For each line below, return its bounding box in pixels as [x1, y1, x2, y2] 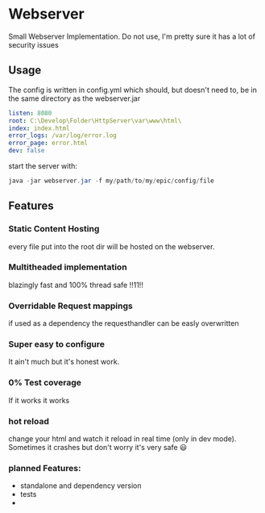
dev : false [8, 147, 45, 155]
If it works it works [8, 395, 70, 405]
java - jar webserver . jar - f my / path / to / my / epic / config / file [8, 177, 215, 185]
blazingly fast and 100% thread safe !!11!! [8, 280, 143, 290]
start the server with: [8, 161, 78, 170]
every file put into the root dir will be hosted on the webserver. [8, 241, 215, 251]
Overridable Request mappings [8, 300, 133, 311]
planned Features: [8, 462, 81, 473]
